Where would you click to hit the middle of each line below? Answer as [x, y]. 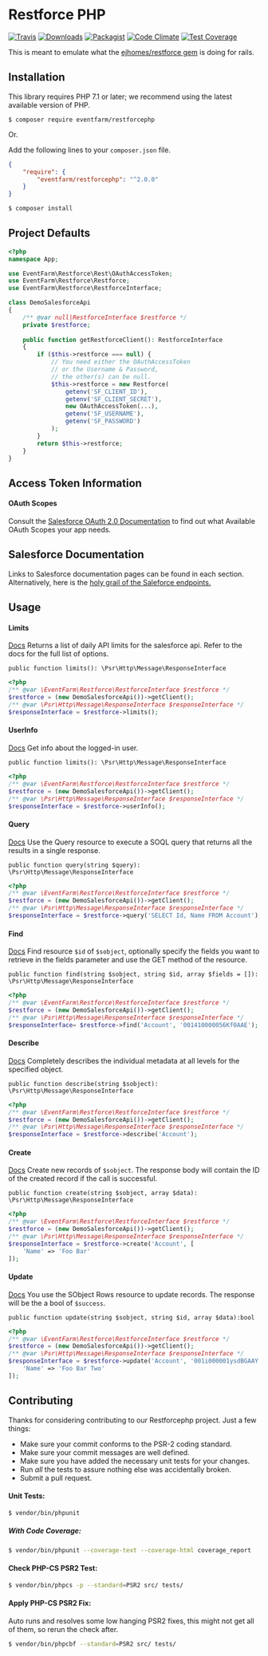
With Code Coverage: [45, 1531]
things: [20, 1428]
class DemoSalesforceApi [49, 303]
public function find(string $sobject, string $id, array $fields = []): [134, 974]
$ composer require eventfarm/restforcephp [82, 120]
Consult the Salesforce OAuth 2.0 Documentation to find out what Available [132, 521]
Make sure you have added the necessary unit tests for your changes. [135, 1461]
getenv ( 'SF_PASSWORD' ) [103, 421]
